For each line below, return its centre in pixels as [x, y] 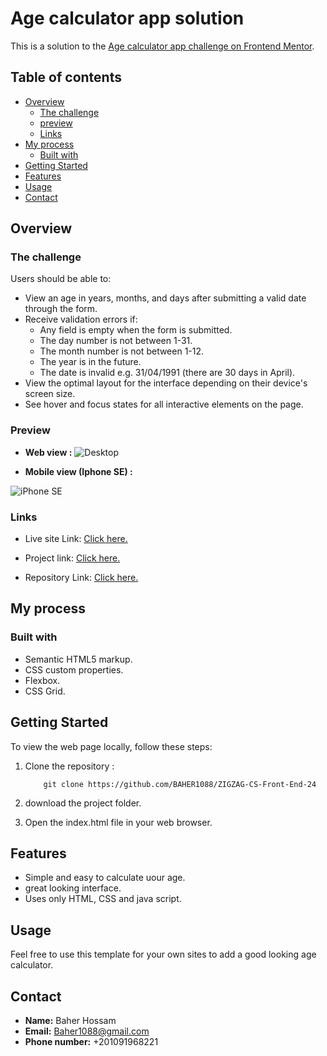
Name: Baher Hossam [70, 1020]
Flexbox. [42, 680]
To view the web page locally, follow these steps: [111, 746]
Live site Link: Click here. [76, 539]
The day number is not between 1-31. [116, 341]
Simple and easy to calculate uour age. [105, 878]
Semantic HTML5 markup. [78, 659]
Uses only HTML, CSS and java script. [103, 899]
